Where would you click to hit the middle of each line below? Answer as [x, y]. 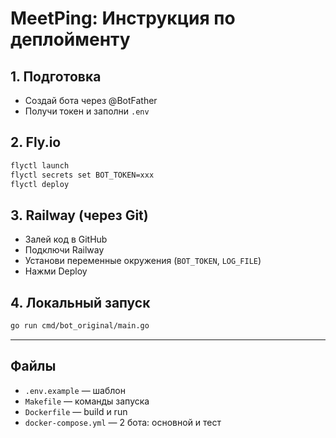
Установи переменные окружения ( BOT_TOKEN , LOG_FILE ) [143, 261]
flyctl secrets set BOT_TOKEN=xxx [82, 175]
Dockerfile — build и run [76, 411]
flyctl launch [40, 165]
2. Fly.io [36, 142]
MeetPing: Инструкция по [123, 18]
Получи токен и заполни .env [87, 111]
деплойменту [70, 39]
